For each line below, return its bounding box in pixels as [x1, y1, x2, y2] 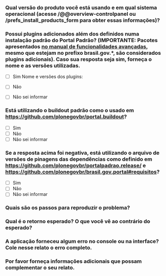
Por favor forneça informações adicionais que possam [5, 258, 142, 265]
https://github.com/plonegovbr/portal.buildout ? [5, 113, 127, 120]
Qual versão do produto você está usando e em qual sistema [5, 4, 157, 11]
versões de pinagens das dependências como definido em [5, 155, 152, 162]
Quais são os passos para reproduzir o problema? [5, 204, 130, 212]
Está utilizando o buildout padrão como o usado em [5, 107, 135, 114]
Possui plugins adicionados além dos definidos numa [5, 30, 140, 37]
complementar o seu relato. [5, 264, 75, 271]
